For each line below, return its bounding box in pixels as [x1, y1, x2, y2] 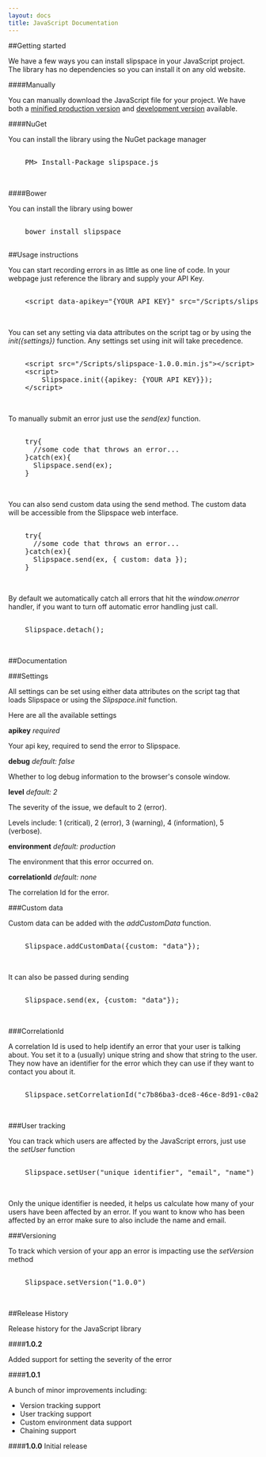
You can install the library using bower [8, 204, 133, 213]
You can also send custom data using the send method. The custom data [8, 499, 247, 509]
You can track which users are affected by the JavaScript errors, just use [8, 1136, 247, 1146]
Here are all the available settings [8, 710, 117, 719]
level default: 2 [8, 787, 58, 796]
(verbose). [8, 826, 42, 836]
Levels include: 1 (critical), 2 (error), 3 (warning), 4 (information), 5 [8, 818, 224, 827]
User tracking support [19, 1409, 92, 1418]
